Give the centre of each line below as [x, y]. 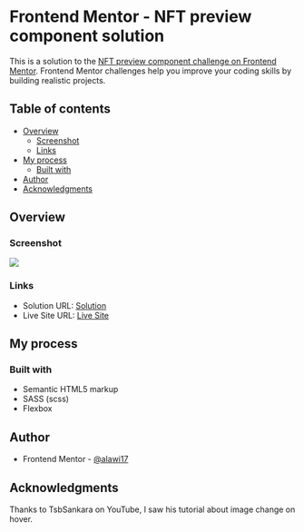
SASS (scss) [46, 399]
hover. [21, 519]
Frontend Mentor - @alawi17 [75, 459]
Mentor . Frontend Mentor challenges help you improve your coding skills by [151, 71]
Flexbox [37, 409]
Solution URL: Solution [64, 305]
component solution [87, 36]
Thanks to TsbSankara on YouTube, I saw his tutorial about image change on [152, 509]
